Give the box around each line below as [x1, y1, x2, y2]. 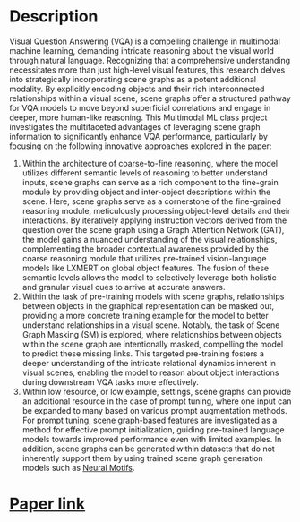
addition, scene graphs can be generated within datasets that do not [21, 443, 275, 454]
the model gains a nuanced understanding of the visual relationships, [21, 234, 278, 244]
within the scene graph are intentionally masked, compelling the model [21, 338, 284, 349]
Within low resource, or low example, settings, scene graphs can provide [21, 386, 292, 397]
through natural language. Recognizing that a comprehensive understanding [9, 55, 291, 65]
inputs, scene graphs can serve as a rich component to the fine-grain [21, 176, 279, 187]
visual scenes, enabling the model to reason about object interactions [21, 367, 279, 378]
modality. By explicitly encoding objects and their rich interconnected [9, 83, 265, 94]
